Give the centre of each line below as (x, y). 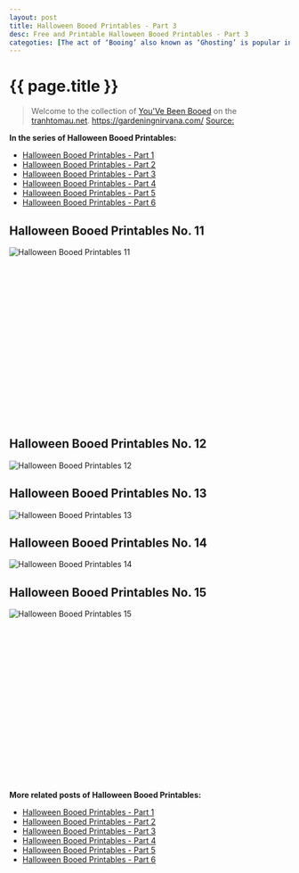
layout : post (33, 17)
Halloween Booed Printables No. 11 (107, 231)
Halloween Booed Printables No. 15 (108, 593)
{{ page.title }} (64, 86)
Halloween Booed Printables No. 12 (108, 444)
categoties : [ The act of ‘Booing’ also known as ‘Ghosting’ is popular (145, 42)
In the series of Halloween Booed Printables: (93, 138)
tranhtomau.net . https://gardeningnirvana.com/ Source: (133, 120)
